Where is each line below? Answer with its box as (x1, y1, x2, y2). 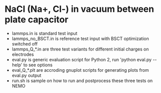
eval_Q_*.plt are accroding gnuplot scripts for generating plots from (11, 67, 150, 73)
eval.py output (11, 72, 42, 78)
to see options (23, 62, 53, 68)
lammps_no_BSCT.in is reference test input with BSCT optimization (11, 36, 150, 42)
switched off (11, 41, 38, 46)
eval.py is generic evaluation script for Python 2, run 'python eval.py (11, 56, 152, 62)
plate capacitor (4, 14, 69, 25)
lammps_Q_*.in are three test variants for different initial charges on (11, 46, 149, 52)
